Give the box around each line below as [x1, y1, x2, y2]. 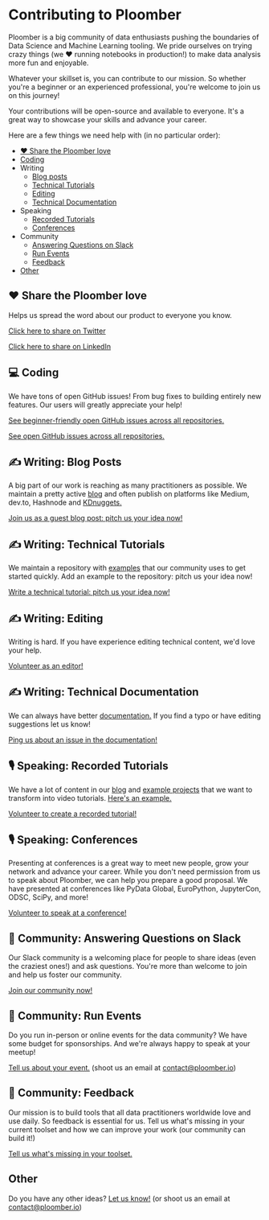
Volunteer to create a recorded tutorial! [8, 809, 137, 818]
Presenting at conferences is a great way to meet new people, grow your [8, 859, 249, 868]
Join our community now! [8, 986, 93, 995]
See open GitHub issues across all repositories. [8, 431, 165, 440]
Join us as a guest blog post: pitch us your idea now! [8, 513, 183, 523]
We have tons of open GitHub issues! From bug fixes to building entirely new [8, 391, 262, 401]
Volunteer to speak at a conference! [8, 908, 127, 918]
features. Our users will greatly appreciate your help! [8, 400, 183, 410]
